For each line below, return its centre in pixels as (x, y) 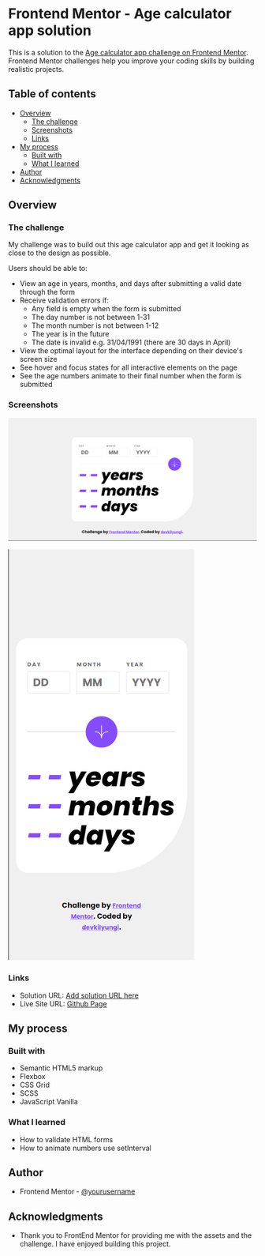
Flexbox (32, 1077)
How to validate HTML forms (66, 1139)
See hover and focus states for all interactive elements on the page (129, 367)
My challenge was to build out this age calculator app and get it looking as (129, 245)
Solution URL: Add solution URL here (79, 995)
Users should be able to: (48, 269)
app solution (50, 30)
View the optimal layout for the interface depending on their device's (131, 351)
